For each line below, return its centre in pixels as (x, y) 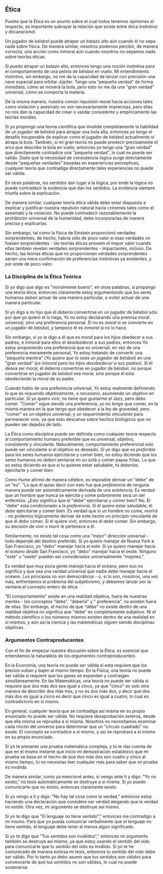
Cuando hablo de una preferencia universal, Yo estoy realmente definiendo (80, 388)
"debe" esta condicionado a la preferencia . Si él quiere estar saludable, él (79, 506)
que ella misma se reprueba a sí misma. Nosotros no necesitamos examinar (81, 722)
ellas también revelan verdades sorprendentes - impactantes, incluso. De (78, 248)
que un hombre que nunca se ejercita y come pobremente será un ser (75, 495)
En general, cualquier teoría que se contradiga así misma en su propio (75, 711)
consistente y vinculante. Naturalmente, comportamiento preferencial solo (79, 444)
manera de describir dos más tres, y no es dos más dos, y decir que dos (77, 691)
